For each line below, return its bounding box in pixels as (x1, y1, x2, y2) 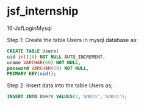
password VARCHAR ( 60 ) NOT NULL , (7, 65, 89, 71)
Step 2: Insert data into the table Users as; (7, 82, 113, 89)
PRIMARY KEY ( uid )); (7, 71, 57, 77)
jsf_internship (7, 4, 79, 18)
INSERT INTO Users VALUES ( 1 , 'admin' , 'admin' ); (7, 93, 128, 100)
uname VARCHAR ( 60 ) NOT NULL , (7, 59, 81, 65)
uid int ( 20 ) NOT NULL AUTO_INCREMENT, (7, 54, 106, 60)
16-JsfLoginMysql (7, 24, 52, 32)
